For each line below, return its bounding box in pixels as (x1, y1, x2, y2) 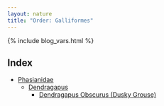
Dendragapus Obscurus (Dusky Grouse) (38, 90, 157, 99)
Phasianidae (17, 76, 54, 84)
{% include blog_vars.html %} (7, 36, 94, 45)
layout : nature (7, 10, 53, 18)
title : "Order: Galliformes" (7, 17, 94, 24)
